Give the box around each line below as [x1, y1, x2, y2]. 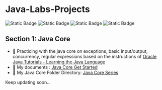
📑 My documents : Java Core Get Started [12, 64, 98, 70]
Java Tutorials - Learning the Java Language [12, 59, 106, 65]
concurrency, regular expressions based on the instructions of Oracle [12, 53, 157, 59]
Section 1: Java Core [5, 35, 70, 43]
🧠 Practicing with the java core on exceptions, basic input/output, [12, 48, 148, 54]
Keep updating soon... [5, 79, 51, 85]
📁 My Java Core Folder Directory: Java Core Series [12, 69, 119, 75]
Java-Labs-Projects [5, 4, 91, 15]
